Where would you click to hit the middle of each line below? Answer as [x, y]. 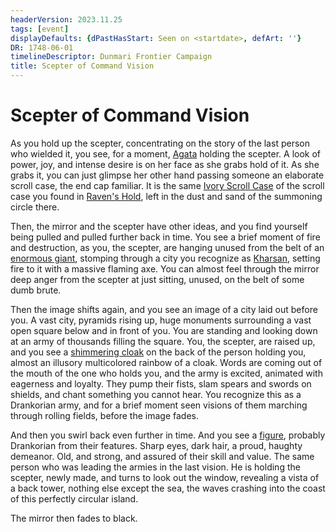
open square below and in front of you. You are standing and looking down [164, 330]
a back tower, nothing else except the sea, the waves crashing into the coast [168, 488]
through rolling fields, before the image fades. [105, 415]
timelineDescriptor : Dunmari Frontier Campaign [111, 57]
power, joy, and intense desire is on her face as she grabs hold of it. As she [165, 164]
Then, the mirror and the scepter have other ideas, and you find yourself [159, 226]
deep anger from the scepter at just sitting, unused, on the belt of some [157, 279]
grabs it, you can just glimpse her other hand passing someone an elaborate [167, 175]
